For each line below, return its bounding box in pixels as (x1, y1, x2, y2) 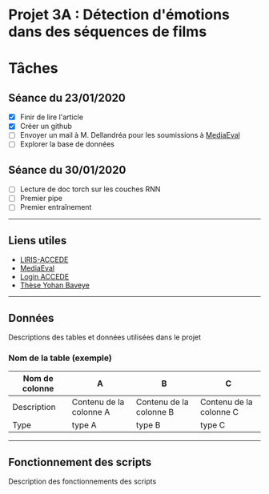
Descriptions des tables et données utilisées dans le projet (8, 332, 202, 342)
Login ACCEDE (19, 272, 70, 282)
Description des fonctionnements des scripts (8, 476, 157, 486)
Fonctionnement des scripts (8, 455, 152, 469)
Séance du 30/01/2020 (8, 163, 126, 177)
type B (135, 420, 161, 431)
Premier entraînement (19, 203, 92, 212)
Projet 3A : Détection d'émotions (8, 6, 230, 24)
